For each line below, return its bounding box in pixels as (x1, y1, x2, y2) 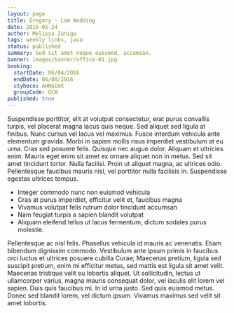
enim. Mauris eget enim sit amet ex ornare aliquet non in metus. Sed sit (7, 152, 212, 160)
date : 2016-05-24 (7, 23, 58, 30)
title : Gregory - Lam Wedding (7, 17, 96, 24)
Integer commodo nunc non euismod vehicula (17, 188, 151, 196)
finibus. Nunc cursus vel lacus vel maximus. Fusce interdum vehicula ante (7, 129, 221, 138)
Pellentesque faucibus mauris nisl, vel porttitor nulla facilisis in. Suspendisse (7, 167, 228, 175)
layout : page (7, 10, 46, 18)
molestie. (17, 226, 44, 234)
